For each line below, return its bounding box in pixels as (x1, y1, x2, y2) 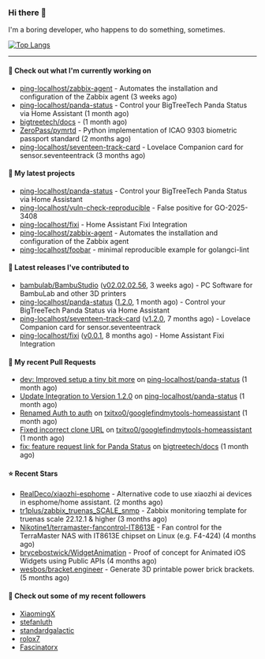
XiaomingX (19, 608, 56, 618)
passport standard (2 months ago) (19, 133, 132, 143)
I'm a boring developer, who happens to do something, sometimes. (8, 25, 226, 35)
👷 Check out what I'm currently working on (8, 66, 151, 75)
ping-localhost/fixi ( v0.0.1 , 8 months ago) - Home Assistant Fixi (19, 331, 225, 340)
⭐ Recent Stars (8, 469, 58, 478)
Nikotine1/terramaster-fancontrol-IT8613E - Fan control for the (19, 522, 222, 532)
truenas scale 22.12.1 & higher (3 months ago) (19, 515, 168, 524)
